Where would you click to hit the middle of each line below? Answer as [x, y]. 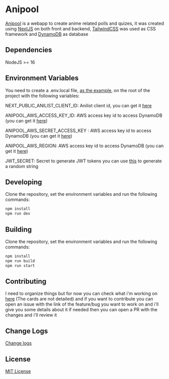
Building [18, 229]
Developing [24, 182]
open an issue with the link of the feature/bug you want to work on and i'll [82, 304]
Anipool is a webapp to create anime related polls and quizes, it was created [85, 23]
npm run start [20, 266]
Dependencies [29, 50]
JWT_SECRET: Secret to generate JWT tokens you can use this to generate [83, 161]
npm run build [20, 261]
